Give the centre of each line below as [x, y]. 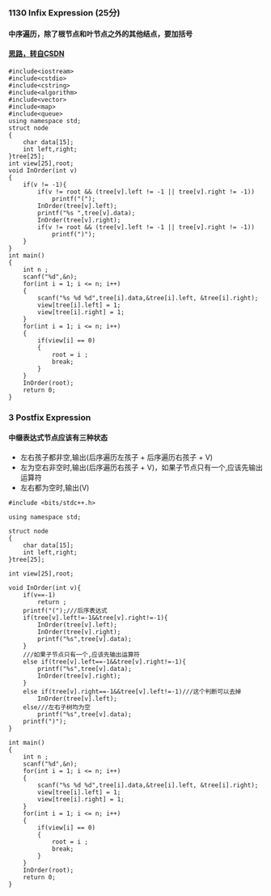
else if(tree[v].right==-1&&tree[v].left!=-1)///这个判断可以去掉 [132, 691]
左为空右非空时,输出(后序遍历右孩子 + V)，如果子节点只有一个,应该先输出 [141, 467]
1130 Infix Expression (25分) [64, 12]
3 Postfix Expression [50, 417]
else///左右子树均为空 [57, 707]
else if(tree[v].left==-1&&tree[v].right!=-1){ [104, 661]
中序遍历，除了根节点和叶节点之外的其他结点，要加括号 [100, 33]
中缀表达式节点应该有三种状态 [58, 438]
